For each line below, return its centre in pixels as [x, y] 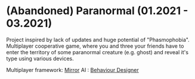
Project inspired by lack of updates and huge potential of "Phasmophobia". [98, 39]
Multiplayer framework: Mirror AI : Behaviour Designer [72, 70]
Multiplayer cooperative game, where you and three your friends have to [95, 46]
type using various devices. [40, 58]
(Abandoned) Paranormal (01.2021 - [97, 11]
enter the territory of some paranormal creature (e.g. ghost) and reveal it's [97, 52]
